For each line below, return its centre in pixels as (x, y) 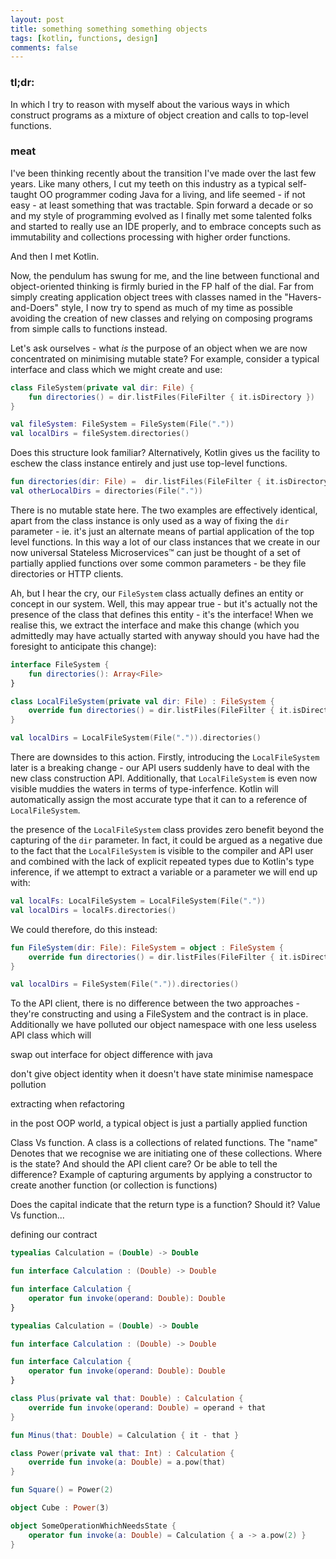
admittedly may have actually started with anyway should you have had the (165, 635)
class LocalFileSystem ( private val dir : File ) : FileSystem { (142, 701)
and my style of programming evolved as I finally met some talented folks (161, 215)
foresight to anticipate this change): (83, 646)
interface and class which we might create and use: (116, 369)
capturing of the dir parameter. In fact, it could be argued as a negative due (166, 840)
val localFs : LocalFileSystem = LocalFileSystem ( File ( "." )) (138, 901)
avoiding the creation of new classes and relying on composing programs (161, 318)
